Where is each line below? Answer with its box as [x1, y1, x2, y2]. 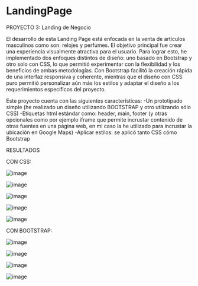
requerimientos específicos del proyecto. [6, 85, 106, 93]
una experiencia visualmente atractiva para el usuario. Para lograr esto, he [6, 47, 187, 55]
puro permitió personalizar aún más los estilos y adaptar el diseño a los [6, 79, 180, 87]
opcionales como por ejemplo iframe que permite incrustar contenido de [6, 116, 183, 123]
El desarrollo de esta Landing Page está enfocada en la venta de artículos [6, 35, 186, 42]
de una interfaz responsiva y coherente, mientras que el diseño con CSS [6, 73, 183, 80]
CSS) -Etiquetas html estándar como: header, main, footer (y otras [6, 110, 167, 117]
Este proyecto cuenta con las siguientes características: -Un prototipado [6, 97, 183, 104]
